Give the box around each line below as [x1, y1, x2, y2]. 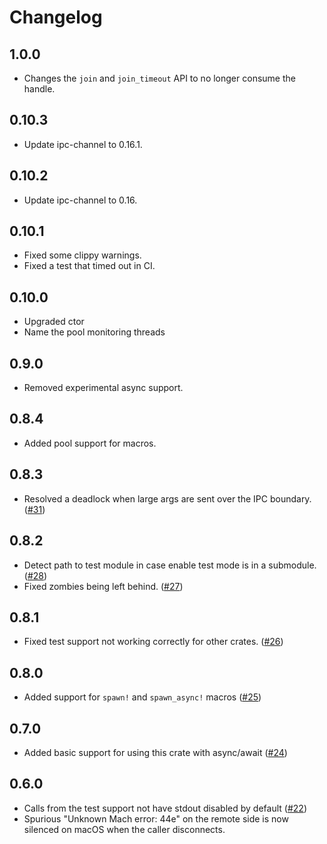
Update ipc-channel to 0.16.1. [23, 138, 143, 150]
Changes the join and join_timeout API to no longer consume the [23, 72, 296, 84]
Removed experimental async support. [23, 382, 184, 394]
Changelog [9, 6, 103, 29]
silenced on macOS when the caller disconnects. [23, 823, 226, 835]
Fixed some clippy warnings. [23, 249, 142, 261]
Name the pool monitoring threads [23, 326, 166, 338]
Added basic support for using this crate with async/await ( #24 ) [23, 746, 288, 758]
